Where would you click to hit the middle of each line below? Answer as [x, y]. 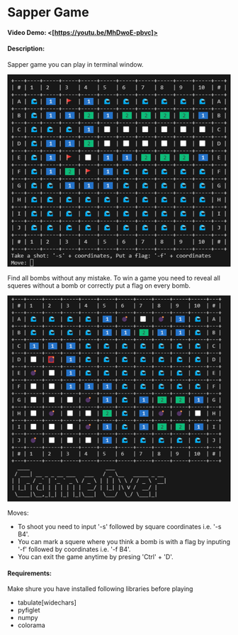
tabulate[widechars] [47, 603]
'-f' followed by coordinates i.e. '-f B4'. [74, 549]
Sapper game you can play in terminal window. [75, 64]
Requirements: [29, 573]
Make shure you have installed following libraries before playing [100, 589]
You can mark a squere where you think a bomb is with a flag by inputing [124, 542]
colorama [32, 625]
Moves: [18, 513]
